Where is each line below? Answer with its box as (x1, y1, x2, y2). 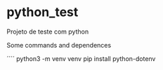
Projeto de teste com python (6, 27, 89, 36)
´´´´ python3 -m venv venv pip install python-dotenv (6, 54, 156, 63)
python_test (6, 4, 79, 20)
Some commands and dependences (6, 41, 112, 49)
